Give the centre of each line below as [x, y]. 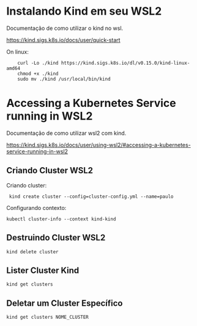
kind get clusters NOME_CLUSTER [47, 317]
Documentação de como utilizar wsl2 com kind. [66, 133]
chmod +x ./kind [38, 74]
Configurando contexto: [36, 208]
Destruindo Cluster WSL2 [56, 238]
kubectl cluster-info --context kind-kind [61, 219]
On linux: [17, 52]
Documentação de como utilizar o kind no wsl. [65, 28]
